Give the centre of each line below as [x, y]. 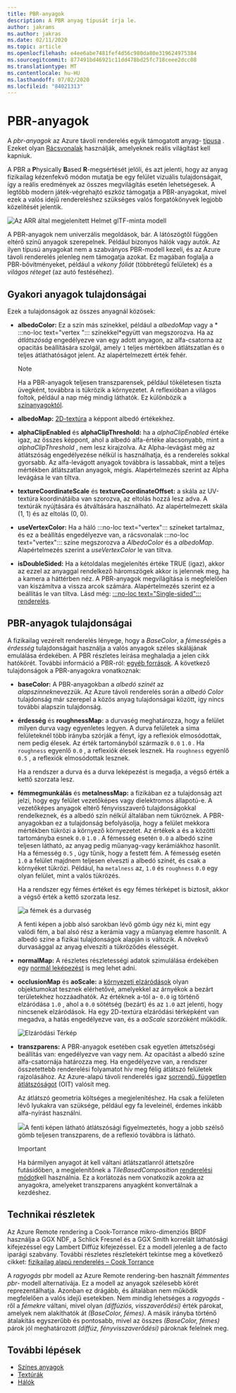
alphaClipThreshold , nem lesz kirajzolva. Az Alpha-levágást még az [116, 447]
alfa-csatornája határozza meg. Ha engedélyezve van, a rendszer [112, 1061]
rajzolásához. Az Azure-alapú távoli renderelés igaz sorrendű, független [122, 1076]
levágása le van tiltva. [49, 477]
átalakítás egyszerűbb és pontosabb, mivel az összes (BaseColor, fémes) [114, 1320]
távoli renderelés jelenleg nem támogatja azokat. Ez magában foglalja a [110, 257]
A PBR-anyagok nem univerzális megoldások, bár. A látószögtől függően [113, 235]
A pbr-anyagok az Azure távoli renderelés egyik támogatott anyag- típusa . [116, 141]
